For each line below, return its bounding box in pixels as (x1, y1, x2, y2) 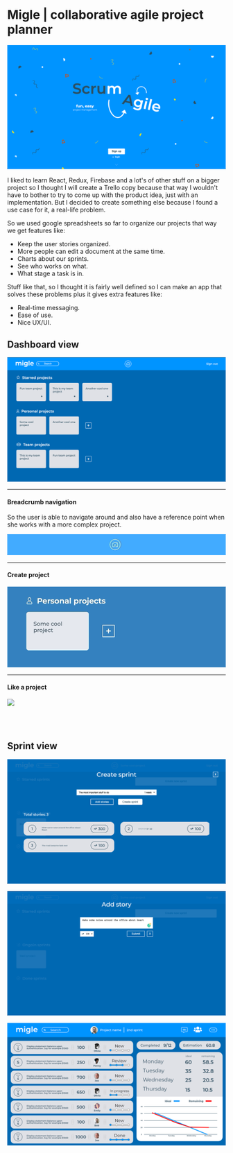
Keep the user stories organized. (17, 240, 111, 248)
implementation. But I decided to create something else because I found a (7, 198, 218, 207)
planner (7, 22, 53, 37)
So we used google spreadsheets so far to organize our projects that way (7, 219, 217, 228)
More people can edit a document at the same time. (17, 247, 165, 256)
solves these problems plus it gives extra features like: (7, 290, 163, 298)
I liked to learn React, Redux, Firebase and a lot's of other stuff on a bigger (7, 176, 220, 185)
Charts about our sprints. (17, 255, 89, 263)
